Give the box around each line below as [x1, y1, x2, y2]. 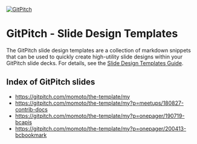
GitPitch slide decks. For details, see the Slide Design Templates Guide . [6, 59, 184, 66]
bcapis [15, 118, 32, 126]
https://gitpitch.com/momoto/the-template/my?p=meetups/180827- [15, 99, 184, 107]
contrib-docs [15, 105, 48, 113]
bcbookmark [15, 131, 47, 139]
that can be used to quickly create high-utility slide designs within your [6, 53, 183, 60]
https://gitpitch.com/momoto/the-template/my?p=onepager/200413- [15, 125, 186, 132]
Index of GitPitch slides [6, 77, 95, 87]
